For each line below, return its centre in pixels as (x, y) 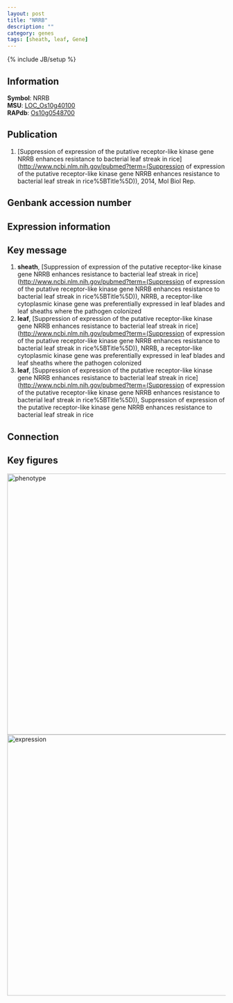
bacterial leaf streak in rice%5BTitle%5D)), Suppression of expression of (121, 400)
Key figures (33, 460)
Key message (37, 250)
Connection (33, 437)
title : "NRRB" (28, 20)
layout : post (26, 14)
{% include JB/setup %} (42, 59)
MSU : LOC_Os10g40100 (41, 105)
